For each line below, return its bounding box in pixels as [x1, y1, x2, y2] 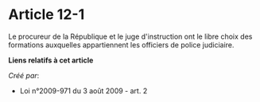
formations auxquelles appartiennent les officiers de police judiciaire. [8, 40, 235, 49]
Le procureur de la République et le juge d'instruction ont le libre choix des [8, 32, 253, 41]
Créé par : [8, 70, 40, 80]
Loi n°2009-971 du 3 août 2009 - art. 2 [19, 85, 148, 96]
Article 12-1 [8, 6, 85, 24]
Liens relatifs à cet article [8, 55, 94, 65]
